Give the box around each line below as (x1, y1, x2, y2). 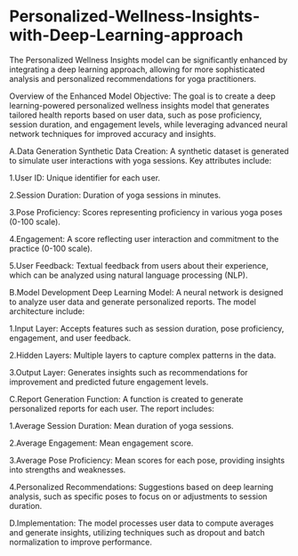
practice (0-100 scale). (9, 243, 93, 254)
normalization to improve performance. (9, 536, 153, 547)
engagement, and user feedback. (9, 332, 132, 343)
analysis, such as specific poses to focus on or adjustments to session (9, 491, 268, 502)
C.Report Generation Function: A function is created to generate (9, 393, 244, 404)
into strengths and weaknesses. (9, 464, 126, 475)
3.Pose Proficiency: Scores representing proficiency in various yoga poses (9, 206, 283, 217)
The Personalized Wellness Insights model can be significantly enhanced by (9, 54, 288, 65)
